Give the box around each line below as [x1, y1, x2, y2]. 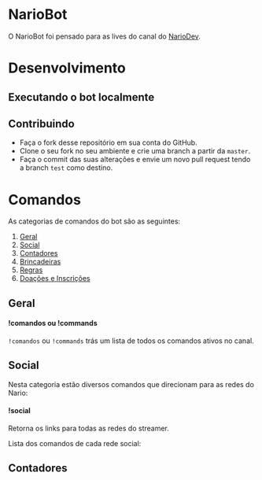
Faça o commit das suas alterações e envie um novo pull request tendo [19, 155, 251, 164]
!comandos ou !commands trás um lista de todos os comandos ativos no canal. [8, 336, 254, 345]
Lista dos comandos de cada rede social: [8, 438, 142, 448]
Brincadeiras [19, 257, 61, 267]
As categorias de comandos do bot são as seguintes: [8, 216, 181, 226]
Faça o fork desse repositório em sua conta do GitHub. [19, 138, 198, 147]
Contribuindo [8, 116, 75, 131]
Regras [19, 265, 43, 275]
